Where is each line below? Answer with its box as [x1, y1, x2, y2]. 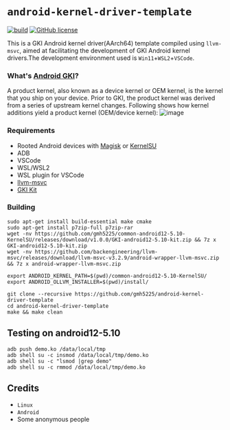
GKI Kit [16, 185, 37, 194]
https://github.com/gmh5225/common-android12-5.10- [34, 230, 186, 237]
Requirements [7, 126, 56, 136]
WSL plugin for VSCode [16, 171, 84, 179]
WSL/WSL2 [16, 163, 50, 172]
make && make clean [7, 309, 63, 316]
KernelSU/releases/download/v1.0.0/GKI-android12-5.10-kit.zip [7, 236, 192, 243]
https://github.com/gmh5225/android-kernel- [74, 290, 205, 298]
